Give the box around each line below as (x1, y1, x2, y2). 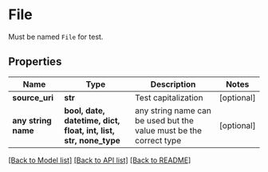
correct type (135, 135, 182, 146)
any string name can (135, 105, 211, 116)
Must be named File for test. (8, 32, 104, 41)
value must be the (135, 125, 202, 136)
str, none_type (64, 135, 121, 146)
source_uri (12, 92, 54, 103)
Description (150, 78, 196, 89)
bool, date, (64, 105, 105, 116)
